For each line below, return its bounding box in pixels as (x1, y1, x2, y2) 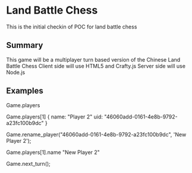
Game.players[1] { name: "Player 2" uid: (6, 113, 103, 120)
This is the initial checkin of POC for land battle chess (6, 23, 137, 30)
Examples (6, 86, 43, 96)
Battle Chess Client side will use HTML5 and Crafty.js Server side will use (6, 62, 186, 69)
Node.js (6, 69, 26, 76)
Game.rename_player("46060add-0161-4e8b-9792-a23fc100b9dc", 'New (6, 131, 187, 138)
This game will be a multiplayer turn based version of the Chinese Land (6, 56, 181, 63)
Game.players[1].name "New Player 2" (6, 149, 100, 156)
